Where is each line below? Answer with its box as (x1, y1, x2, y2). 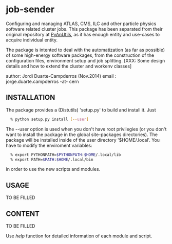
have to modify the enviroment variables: (6, 142, 92, 148)
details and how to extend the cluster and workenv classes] (6, 63, 132, 69)
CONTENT (6, 209, 40, 218)
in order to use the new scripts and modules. (6, 166, 101, 172)
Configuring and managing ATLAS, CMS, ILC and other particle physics (6, 20, 157, 27)
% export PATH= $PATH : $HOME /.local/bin (10, 157, 94, 162)
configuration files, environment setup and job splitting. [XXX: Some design (6, 57, 165, 63)
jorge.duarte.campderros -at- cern (6, 78, 79, 84)
